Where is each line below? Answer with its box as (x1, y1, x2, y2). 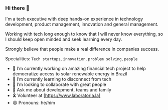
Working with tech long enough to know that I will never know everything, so (5, 31, 163, 37)
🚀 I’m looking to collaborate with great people (12, 81, 106, 87)
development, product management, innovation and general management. (5, 21, 159, 27)
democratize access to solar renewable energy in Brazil (12, 71, 127, 77)
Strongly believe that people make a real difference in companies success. (5, 46, 159, 52)
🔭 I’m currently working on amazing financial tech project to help (12, 65, 146, 72)
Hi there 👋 (5, 5, 30, 12)
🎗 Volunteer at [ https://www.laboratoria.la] (12, 92, 101, 98)
